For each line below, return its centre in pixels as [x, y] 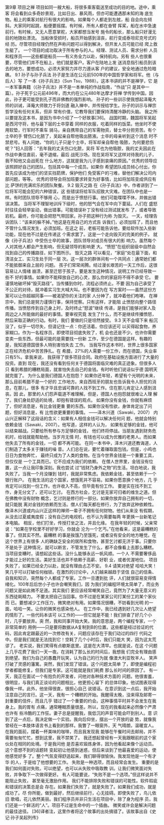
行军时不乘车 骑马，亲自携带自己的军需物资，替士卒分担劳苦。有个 [89, 130]
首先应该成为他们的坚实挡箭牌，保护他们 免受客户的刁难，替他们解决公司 [79, 173]
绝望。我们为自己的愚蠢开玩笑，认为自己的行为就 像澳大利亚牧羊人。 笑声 [83, 658]
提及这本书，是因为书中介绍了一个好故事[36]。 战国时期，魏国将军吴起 [85, 118]
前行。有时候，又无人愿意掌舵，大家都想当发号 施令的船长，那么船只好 [76, 32]
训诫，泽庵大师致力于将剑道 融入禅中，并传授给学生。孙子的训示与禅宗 [85, 105]
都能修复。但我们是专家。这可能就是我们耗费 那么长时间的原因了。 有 [83, 670]
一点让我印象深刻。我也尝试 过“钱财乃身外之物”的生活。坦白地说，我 [87, 467]
